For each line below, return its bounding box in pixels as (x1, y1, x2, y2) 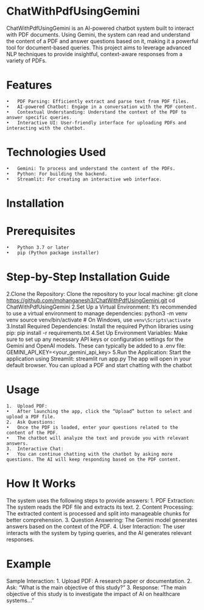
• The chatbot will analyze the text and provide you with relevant (6, 435, 189, 441)
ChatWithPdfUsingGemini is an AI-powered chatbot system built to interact (6, 24, 194, 32)
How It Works (6, 477, 76, 490)
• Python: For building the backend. (6, 171, 108, 177)
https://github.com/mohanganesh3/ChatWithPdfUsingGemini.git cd (6, 296, 175, 304)
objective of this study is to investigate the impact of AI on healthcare (6, 590, 181, 597)
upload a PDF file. (6, 414, 56, 420)
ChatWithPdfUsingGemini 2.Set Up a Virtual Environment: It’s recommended (6, 303, 197, 310)
